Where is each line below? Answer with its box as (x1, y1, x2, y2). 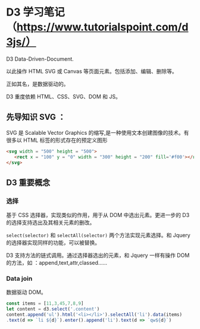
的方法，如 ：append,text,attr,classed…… (6, 259, 108, 266)
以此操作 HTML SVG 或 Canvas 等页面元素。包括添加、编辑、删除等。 (6, 67, 177, 75)
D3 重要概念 (6, 177, 51, 188)
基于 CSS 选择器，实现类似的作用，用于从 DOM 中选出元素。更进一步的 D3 (6, 212, 190, 219)
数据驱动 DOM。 (6, 288, 46, 296)
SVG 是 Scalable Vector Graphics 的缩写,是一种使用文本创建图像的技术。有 (6, 129, 189, 136)
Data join (6, 274, 33, 283)
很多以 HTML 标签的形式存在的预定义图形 (6, 136, 108, 144)
